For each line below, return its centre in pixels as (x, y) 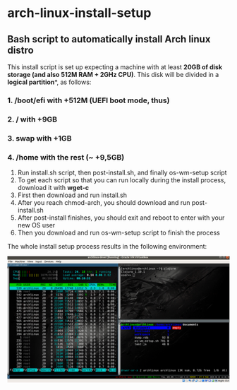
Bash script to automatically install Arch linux (109, 39)
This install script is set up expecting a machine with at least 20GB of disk (115, 67)
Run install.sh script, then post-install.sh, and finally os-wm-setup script (122, 173)
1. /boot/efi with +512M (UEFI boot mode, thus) (89, 100)
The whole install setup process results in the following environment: (107, 247)
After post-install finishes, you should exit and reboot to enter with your (121, 218)
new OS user (36, 225)
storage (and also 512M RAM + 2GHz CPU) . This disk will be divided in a (113, 75)
